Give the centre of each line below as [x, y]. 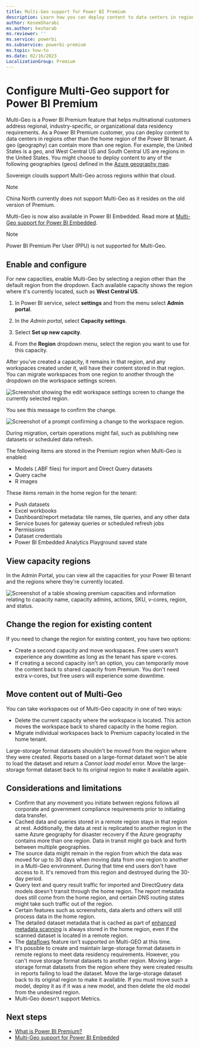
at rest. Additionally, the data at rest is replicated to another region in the [103, 828]
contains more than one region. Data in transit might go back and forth [100, 840]
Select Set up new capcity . [48, 332]
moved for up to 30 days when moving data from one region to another [101, 859]
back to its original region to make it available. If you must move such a [101, 979]
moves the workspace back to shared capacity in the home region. [96, 727]
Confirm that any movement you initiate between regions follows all [97, 803]
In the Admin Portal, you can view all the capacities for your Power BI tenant [99, 576]
